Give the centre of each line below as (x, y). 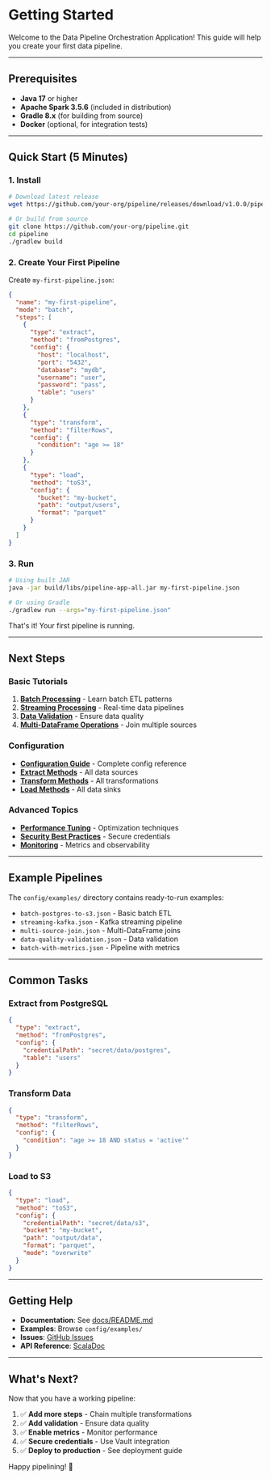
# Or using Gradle (39, 602)
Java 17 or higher (49, 98)
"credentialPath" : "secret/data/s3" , (86, 1223)
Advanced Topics (44, 810)
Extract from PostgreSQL (58, 1003)
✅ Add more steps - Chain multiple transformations (106, 1414)
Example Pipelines (56, 878)
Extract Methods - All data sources (79, 772)
